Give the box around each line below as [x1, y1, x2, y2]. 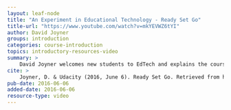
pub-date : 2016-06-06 [7, 80, 69, 87]
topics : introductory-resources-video [7, 49, 118, 55]
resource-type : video [7, 93, 69, 100]
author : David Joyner [7, 29, 69, 36]
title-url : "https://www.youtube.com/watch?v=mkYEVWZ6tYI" [7, 23, 180, 29]
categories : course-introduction [7, 42, 103, 49]
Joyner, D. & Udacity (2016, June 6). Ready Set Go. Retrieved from [19, 73, 220, 81]
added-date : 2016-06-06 [7, 86, 76, 93]
